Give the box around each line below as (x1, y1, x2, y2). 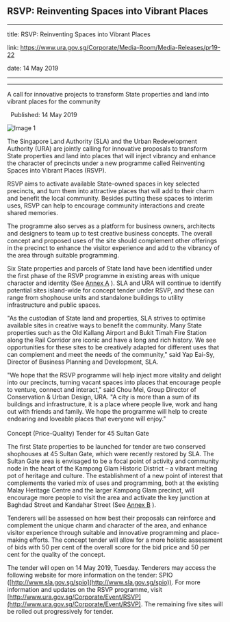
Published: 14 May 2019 (10, 110, 77, 119)
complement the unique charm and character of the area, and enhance (7, 521, 207, 530)
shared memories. (7, 208, 58, 216)
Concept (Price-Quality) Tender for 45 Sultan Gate (7, 429, 149, 437)
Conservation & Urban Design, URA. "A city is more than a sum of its (7, 393, 200, 401)
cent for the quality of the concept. (7, 550, 105, 558)
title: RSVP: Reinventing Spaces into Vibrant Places (7, 30, 151, 38)
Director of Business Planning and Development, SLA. (7, 358, 159, 366)
